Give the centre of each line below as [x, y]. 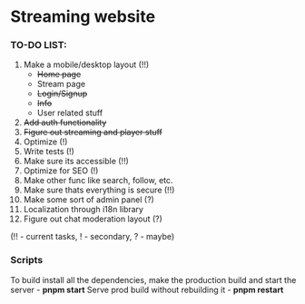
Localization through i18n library [84, 210]
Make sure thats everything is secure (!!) [99, 190]
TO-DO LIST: [39, 45]
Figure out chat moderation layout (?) [93, 219]
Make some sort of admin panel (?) [89, 200]
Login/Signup [62, 93]
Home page [59, 74]
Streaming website [83, 17]
